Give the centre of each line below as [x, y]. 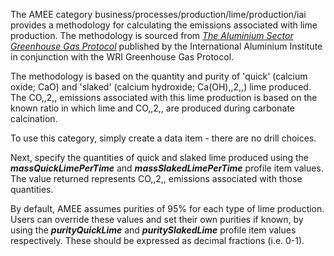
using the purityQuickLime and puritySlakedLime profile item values [153, 230]
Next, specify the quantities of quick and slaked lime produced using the [159, 157]
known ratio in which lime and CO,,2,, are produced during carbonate [153, 108]
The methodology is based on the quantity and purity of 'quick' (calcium [159, 76]
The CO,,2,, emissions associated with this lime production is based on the [164, 97]
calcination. [34, 118]
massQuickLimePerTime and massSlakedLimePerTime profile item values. [167, 168]
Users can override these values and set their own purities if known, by [157, 219]
